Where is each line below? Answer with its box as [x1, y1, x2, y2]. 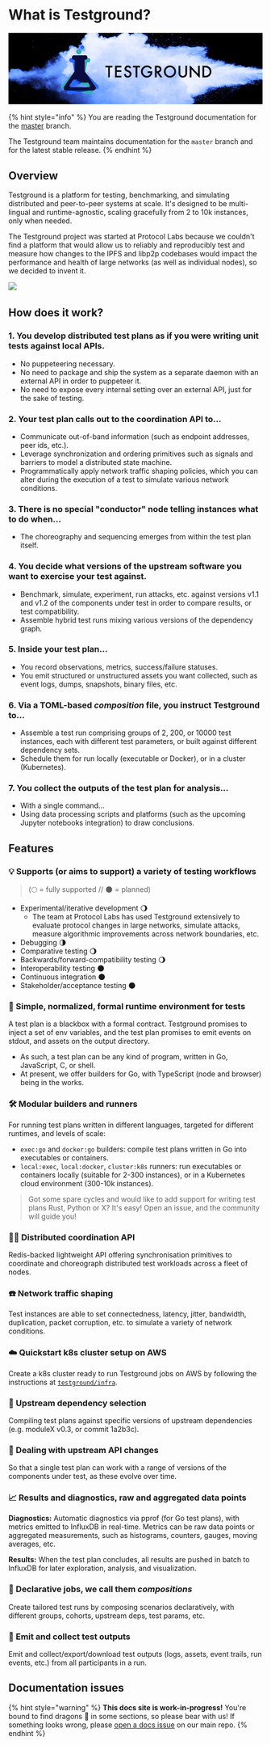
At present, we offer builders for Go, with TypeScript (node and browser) [19, 1069, 262, 1079]
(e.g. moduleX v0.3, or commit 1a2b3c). [8, 1424, 140, 1434]
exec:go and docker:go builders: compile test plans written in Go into [19, 1144, 248, 1154]
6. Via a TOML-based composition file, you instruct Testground [8, 699, 261, 711]
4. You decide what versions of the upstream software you [8, 560, 242, 572]
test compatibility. [19, 606, 80, 616]
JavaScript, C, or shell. [19, 1061, 96, 1071]
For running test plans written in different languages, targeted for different [8, 1120, 254, 1130]
